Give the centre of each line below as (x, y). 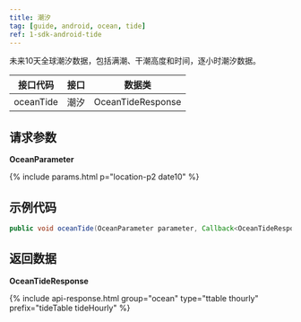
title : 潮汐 (30, 17)
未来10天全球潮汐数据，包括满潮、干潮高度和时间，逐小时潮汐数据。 (135, 61)
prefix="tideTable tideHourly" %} (70, 308)
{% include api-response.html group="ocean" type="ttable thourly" (134, 298)
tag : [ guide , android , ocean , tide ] (77, 26)
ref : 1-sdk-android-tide (56, 34)
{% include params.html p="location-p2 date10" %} (104, 177)
